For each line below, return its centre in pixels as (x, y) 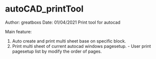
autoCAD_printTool (44, 9)
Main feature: (19, 31)
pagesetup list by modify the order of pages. (57, 51)
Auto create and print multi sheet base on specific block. (69, 41)
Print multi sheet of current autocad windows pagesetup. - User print (81, 46)
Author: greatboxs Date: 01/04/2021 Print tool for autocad (63, 22)
